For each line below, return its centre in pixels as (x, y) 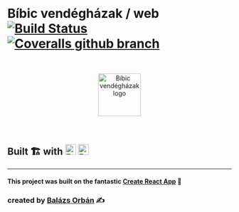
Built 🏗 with (35, 152)
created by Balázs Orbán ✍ (56, 201)
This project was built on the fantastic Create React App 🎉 (95, 181)
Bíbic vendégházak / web (83, 14)
